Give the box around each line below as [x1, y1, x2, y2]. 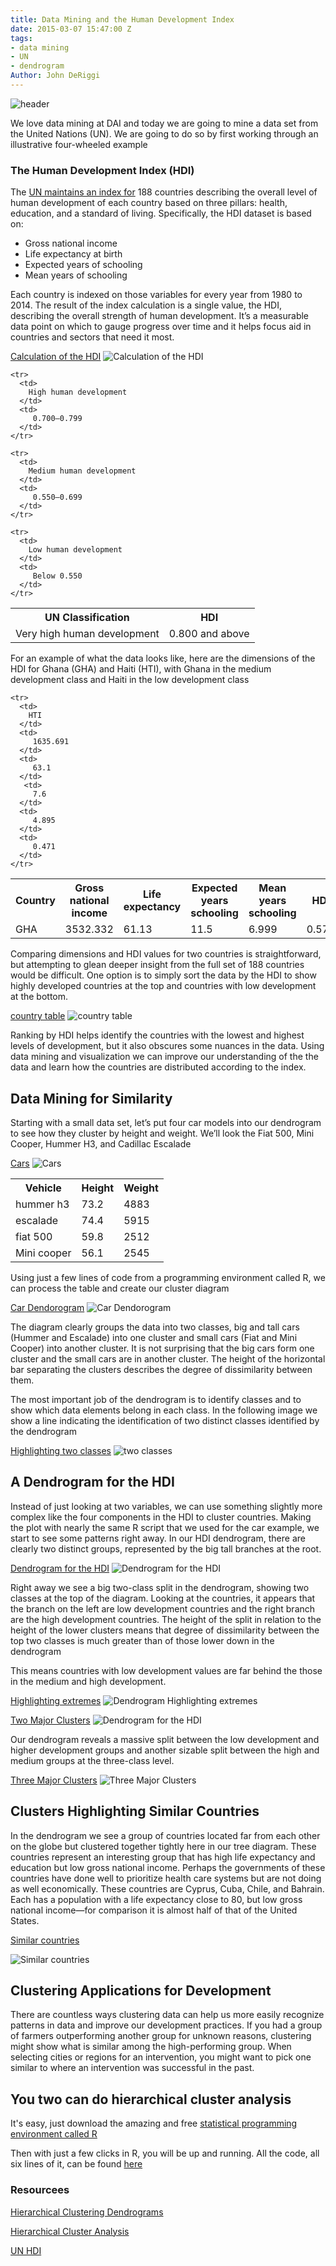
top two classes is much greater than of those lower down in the [10, 1634, 275, 1646]
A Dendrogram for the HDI [10, 1474, 175, 1491]
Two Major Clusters [10, 1714, 91, 1726]
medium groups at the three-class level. [10, 1754, 175, 1766]
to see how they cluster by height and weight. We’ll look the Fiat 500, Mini [10, 1127, 315, 1139]
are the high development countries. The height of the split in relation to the [10, 1613, 322, 1625]
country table [10, 1010, 66, 1022]
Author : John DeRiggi [10, 71, 101, 81]
